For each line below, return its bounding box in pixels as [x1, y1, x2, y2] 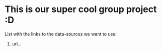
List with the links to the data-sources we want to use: [5, 31, 117, 37]
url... [12, 40, 22, 46]
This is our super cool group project [5, 4, 157, 15]
